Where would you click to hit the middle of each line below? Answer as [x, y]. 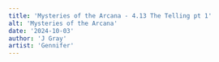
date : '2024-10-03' [41, 31]
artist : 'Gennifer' [41, 46]
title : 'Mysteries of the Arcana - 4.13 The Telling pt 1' [110, 16]
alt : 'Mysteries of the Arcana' [63, 23]
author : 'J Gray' [38, 38]
